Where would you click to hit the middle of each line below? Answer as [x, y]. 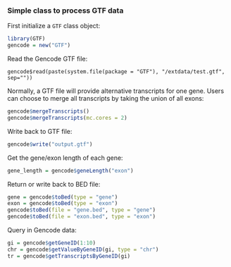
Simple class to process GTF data [65, 11]
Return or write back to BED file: [54, 184]
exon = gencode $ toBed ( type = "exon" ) [63, 204]
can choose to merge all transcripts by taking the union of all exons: [106, 99]
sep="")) [20, 78]
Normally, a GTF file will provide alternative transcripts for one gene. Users [115, 91]
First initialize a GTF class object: [54, 26]
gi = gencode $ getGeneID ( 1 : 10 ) [52, 243]
